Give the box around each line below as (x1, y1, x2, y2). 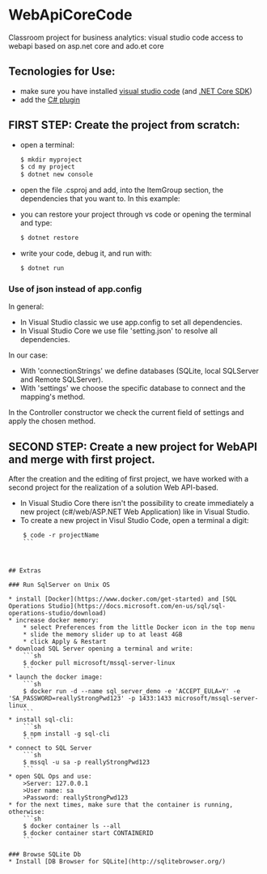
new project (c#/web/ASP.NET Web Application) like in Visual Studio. (19, 507, 251, 516)
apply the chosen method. (8, 416, 95, 426)
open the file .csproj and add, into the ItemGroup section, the (19, 185, 224, 195)
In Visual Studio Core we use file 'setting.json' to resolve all (19, 326, 218, 336)
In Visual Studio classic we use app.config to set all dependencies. (19, 318, 243, 328)
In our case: (8, 350, 49, 360)
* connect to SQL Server (8, 744, 92, 752)
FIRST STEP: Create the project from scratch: (8, 118, 240, 132)
